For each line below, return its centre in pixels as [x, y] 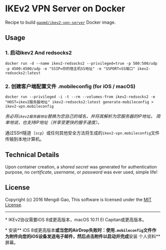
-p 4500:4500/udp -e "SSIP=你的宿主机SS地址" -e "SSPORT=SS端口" [70, 69]
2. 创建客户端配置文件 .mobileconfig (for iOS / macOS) [70, 86]
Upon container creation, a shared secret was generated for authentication [81, 167]
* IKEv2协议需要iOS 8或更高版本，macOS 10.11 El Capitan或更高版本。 [76, 219]
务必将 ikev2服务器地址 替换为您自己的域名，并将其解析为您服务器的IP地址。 [80, 116]
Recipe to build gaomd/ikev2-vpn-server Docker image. [60, 22]
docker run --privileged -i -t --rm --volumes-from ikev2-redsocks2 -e [80, 97]
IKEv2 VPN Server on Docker [65, 9]
